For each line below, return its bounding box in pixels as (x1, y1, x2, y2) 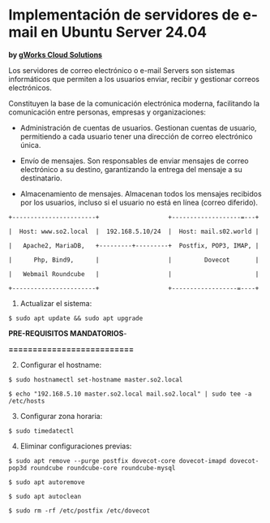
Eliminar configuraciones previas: (19, 441, 132, 451)
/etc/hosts (8, 396, 45, 405)
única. (19, 140, 41, 149)
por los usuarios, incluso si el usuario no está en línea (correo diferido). (19, 197, 258, 207)
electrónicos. (8, 83, 53, 93)
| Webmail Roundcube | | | (8, 270, 259, 278)
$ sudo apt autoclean (8, 492, 82, 500)
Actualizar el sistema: (19, 298, 92, 308)
